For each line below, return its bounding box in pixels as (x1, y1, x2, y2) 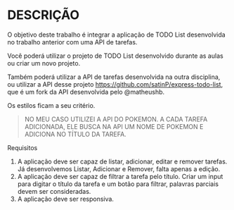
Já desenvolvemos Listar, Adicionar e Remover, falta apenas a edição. (17, 164, 221, 173)
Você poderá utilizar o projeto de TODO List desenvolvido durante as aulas (7, 51, 223, 60)
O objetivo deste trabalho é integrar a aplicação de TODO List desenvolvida (7, 30, 226, 39)
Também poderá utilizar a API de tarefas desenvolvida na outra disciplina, (7, 73, 221, 81)
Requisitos (7, 143, 38, 152)
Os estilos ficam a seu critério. (7, 101, 96, 109)
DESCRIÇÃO (7, 7, 79, 23)
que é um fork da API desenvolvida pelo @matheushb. (7, 87, 165, 96)
